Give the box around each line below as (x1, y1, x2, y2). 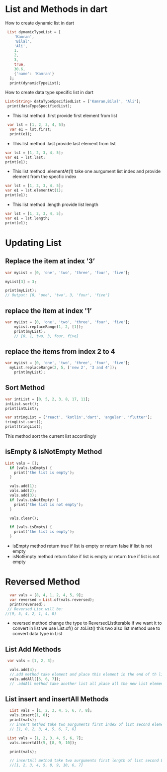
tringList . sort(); (5, 419, 43, 425)
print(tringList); (5, 424, 43, 429)
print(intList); (5, 406, 39, 411)
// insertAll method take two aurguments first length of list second (9, 758, 159, 763)
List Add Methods (5, 645, 61, 654)
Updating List (5, 237, 62, 248)
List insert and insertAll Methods (5, 695, 109, 703)
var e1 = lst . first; (9, 127, 52, 132)
